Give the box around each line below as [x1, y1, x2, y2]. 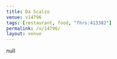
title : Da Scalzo [6, 8, 50, 15]
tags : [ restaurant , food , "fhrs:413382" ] [6, 20, 112, 26]
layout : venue [6, 31, 42, 37]
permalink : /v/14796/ [6, 25, 61, 32]
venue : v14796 [6, 14, 42, 20]
